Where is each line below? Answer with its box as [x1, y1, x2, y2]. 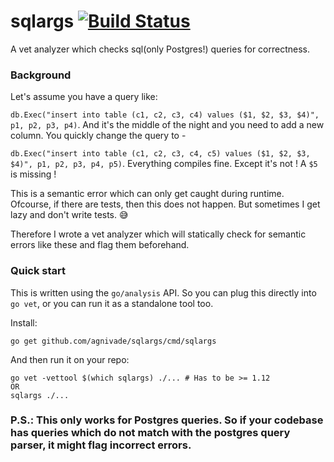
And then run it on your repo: [10, 353, 130, 365]
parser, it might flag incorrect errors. [10, 438, 192, 452]
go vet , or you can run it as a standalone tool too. [10, 297, 214, 309]
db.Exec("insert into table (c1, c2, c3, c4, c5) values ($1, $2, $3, [10, 149, 311, 159]
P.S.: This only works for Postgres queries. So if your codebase [10, 413, 324, 427]
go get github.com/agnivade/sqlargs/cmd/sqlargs [10, 336, 217, 346]
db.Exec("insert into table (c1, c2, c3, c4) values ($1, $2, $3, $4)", [10, 110, 320, 120]
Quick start [10, 264, 67, 278]
